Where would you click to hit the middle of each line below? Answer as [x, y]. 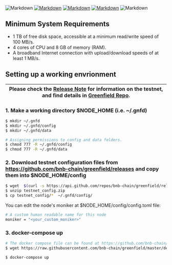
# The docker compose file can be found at [52, 243]
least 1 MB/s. [26, 58]
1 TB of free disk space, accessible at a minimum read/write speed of [86, 36]
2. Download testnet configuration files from [62, 163]
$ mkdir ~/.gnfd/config [31, 126]
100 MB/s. [23, 42]
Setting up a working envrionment [61, 74]
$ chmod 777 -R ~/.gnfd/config [39, 145]
